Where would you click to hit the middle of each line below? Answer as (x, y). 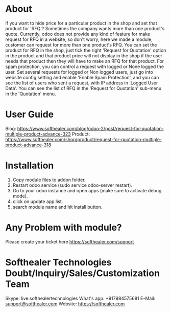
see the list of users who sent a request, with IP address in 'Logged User (82, 83)
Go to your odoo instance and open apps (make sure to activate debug (87, 190)
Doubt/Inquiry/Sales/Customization (82, 273)
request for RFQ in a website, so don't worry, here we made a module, (79, 39)
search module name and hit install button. (57, 207)
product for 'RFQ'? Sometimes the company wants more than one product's (85, 28)
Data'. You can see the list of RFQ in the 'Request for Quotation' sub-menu (83, 88)
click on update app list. (38, 201)
